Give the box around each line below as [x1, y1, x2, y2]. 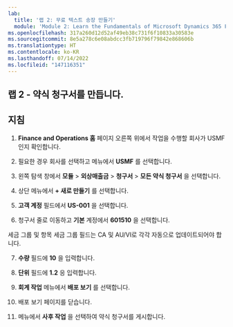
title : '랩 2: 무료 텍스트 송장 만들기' [14, 17, 116, 23]
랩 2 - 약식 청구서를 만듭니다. [8, 89, 124, 101]
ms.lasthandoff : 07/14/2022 [8, 55, 89, 62]
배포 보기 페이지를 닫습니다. [17, 297, 93, 306]
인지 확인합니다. [17, 142, 61, 150]
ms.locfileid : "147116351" [8, 61, 86, 68]
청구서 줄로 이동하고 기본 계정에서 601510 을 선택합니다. [17, 215, 170, 224]
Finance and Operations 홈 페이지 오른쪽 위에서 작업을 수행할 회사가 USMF [17, 134, 225, 142]
